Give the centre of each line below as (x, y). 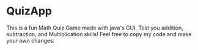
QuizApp (29, 11)
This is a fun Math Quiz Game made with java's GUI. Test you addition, (95, 28)
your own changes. (31, 40)
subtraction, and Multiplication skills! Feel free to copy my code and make (99, 34)
